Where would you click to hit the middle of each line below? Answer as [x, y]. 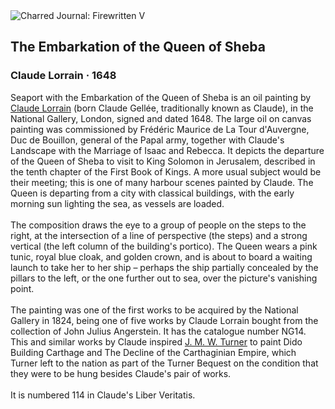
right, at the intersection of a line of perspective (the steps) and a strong [159, 235]
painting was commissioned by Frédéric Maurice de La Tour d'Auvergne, [160, 129]
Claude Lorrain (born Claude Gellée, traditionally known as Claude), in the [162, 108]
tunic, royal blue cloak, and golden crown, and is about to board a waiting [161, 256]
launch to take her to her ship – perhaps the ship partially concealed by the [164, 267]
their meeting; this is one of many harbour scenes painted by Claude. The [162, 182]
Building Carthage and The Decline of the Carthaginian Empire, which [153, 352]
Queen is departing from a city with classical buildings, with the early [152, 193]
